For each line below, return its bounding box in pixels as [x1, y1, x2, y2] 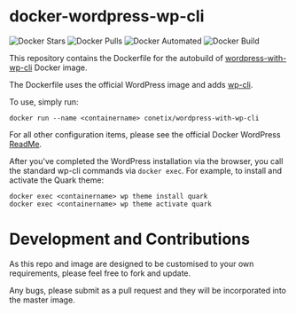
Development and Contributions [9, 229, 251, 249]
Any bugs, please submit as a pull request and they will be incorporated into [9, 285, 286, 295]
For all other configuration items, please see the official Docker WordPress [9, 129, 281, 139]
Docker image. [34, 62, 88, 73]
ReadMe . [9, 138, 43, 149]
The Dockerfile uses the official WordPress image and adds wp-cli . [9, 79, 253, 90]
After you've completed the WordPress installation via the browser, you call [9, 155, 284, 166]
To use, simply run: [9, 96, 79, 107]
